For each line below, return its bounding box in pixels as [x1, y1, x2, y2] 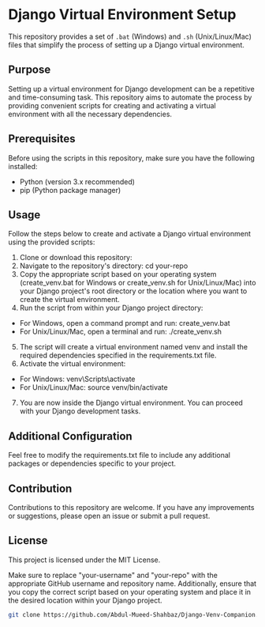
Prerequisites [8, 132, 76, 145]
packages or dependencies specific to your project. [8, 459, 176, 468]
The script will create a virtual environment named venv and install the [19, 342, 248, 352]
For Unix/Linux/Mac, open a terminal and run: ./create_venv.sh [19, 327, 222, 337]
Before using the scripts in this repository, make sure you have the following [8, 153, 255, 163]
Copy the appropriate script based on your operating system [19, 270, 217, 279]
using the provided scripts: [8, 237, 95, 247]
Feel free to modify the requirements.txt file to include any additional [8, 451, 231, 460]
